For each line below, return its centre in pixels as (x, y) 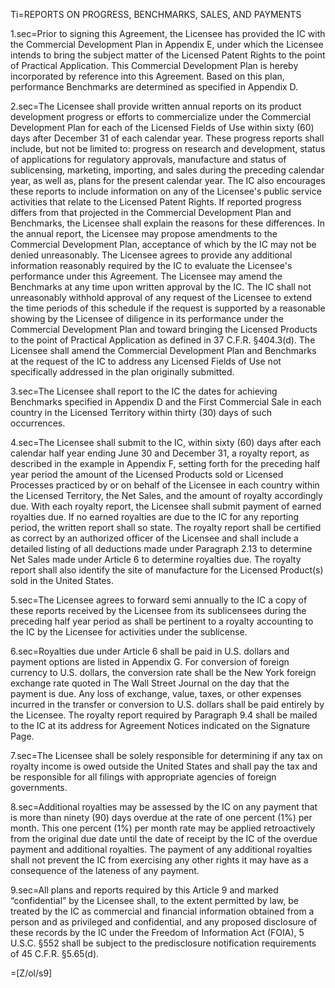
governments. (39, 787)
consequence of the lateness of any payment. (105, 870)
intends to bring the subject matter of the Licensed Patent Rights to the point (168, 55)
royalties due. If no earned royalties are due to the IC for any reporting (155, 517)
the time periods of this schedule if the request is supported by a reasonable (168, 308)
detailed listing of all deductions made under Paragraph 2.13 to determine (161, 548)
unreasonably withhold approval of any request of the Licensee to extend (161, 297)
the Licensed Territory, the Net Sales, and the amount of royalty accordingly (166, 495)
